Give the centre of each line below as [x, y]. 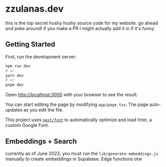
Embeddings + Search [41, 141]
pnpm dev [15, 85]
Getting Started [30, 45]
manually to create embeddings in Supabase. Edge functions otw [74, 159]
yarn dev [15, 75]
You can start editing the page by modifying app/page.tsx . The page [77, 104]
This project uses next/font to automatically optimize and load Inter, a [79, 120]
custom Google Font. [27, 125]
